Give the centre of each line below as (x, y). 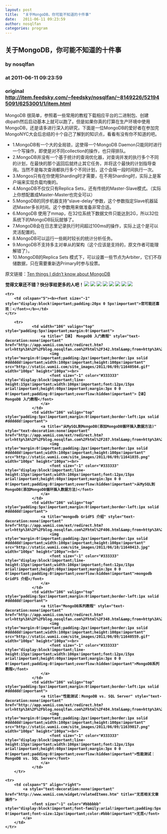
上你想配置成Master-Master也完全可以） (54, 194)
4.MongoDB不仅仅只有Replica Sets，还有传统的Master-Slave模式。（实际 (87, 188)
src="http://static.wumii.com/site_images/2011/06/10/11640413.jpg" (78, 547)
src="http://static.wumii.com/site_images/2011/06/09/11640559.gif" (78, 637)
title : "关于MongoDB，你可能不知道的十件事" (48, 14)
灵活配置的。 (25, 232)
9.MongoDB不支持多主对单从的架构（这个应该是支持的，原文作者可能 (83, 244)
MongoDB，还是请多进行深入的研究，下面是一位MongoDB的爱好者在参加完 (82, 127)
